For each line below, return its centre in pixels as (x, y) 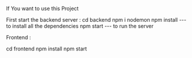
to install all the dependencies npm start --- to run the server (80, 26)
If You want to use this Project (42, 8)
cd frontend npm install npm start (47, 49)
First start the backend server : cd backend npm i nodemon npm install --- (96, 20)
